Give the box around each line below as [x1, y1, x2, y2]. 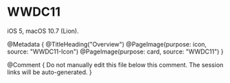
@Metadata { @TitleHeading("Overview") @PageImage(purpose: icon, [7, 40, 207, 48]
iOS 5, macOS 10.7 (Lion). [7, 27, 79, 35]
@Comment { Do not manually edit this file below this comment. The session [7, 60, 224, 69]
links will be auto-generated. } [7, 68, 93, 76]
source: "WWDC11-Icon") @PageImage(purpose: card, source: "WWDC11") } [7, 47, 224, 56]
